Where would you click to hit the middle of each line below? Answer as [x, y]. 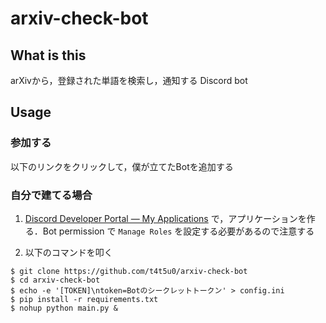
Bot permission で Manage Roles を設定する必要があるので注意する [178, 231]
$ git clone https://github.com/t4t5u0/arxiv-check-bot [129, 271]
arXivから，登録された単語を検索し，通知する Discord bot [129, 80]
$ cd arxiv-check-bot [55, 280]
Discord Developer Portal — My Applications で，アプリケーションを [165, 218]
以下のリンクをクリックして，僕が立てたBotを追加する [122, 166]
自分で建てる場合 [51, 195]
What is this [48, 55]
